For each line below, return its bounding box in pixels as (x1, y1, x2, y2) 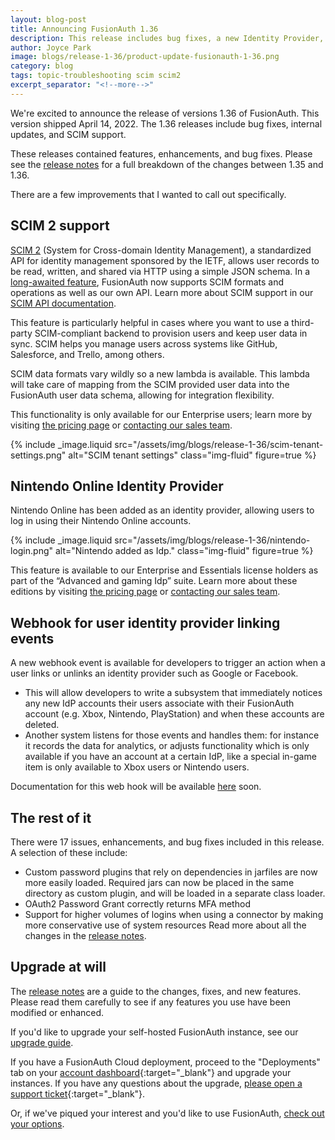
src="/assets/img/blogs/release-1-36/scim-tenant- (114, 438, 324, 450)
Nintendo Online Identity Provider (10, 477, 224, 495)
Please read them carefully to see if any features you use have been (10, 996, 291, 1008)
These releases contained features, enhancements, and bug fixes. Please (10, 147, 313, 160)
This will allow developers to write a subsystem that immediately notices (24, 687, 323, 699)
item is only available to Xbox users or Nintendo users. (24, 761, 250, 773)
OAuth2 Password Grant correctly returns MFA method (24, 898, 251, 910)
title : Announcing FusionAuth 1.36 (10, 24, 159, 34)
